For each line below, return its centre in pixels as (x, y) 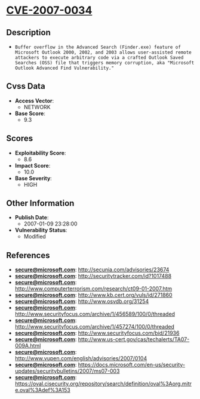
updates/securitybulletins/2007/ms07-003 (67, 371)
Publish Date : (32, 218)
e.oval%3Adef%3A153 (42, 390)
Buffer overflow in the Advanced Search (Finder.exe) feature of (98, 47)
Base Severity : (33, 178)
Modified (35, 237)
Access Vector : (34, 100)
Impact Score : (33, 165)
